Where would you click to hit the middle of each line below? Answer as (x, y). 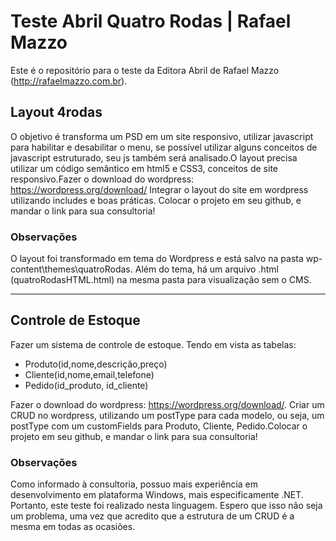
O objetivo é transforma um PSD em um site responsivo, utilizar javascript (162, 136)
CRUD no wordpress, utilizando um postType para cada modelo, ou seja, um (167, 415)
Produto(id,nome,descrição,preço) (96, 364)
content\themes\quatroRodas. (71, 269)
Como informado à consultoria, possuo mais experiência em (134, 484)
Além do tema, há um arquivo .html (206, 269)
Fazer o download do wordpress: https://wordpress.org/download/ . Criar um (167, 404)
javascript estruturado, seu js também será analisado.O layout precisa (154, 157)
